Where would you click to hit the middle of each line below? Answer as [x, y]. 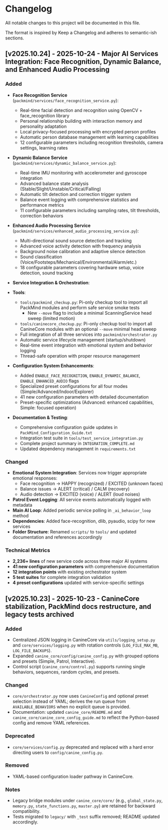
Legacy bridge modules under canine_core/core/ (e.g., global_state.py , [88, 801]
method [21, 515]
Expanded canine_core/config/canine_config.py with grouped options [86, 656]
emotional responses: [35, 478]
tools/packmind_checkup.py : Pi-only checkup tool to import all [84, 302]
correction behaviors [42, 216]
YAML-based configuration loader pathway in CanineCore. [73, 776]
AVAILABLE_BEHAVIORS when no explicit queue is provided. [71, 707]
